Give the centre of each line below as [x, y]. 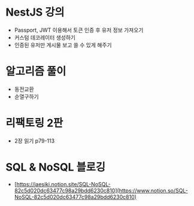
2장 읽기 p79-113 [34, 141]
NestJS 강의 [35, 12]
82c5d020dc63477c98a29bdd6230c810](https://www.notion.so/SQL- [101, 190]
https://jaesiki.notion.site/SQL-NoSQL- [64, 184]
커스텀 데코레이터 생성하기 [45, 37]
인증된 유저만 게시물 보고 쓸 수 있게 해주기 [63, 45]
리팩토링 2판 [34, 123]
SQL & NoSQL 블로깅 [56, 167]
